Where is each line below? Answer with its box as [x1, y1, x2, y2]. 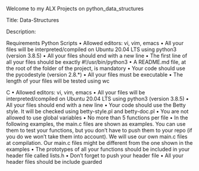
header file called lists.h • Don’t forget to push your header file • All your [6, 152, 184, 159]
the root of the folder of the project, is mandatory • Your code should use [6, 65, 185, 72]
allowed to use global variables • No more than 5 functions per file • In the [6, 114, 188, 121]
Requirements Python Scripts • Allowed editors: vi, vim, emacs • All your [6, 40, 184, 46]
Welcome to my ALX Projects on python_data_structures [6, 5, 144, 12]
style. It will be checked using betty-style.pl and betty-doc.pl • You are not [6, 108, 189, 115]
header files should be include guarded [6, 159, 102, 165]
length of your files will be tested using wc [6, 77, 110, 84]
